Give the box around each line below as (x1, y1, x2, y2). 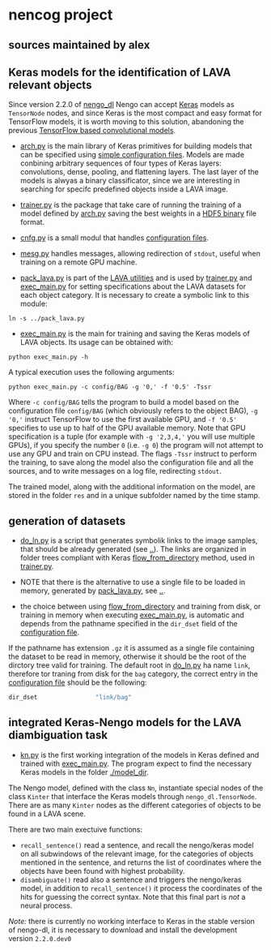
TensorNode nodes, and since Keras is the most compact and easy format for (8, 108, 263, 118)
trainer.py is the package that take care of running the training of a (19, 200, 242, 210)
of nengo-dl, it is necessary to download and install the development (8, 925, 237, 935)
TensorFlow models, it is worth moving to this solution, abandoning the (8, 117, 244, 127)
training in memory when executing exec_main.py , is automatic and (19, 610, 244, 620)
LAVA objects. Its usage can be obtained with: (19, 337, 174, 347)
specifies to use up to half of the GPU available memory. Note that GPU (8, 423, 246, 433)
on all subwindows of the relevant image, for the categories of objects (19, 849, 254, 858)
